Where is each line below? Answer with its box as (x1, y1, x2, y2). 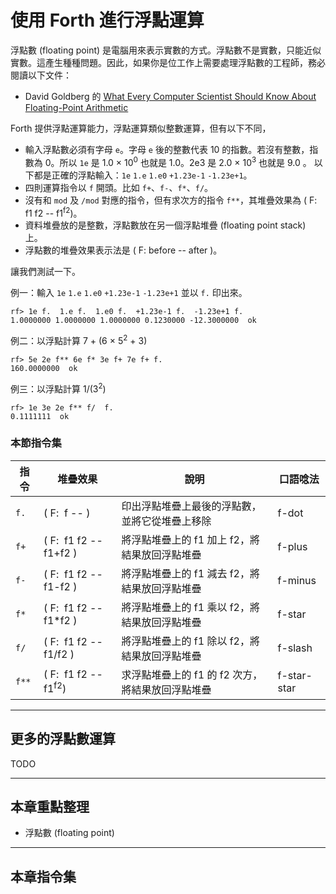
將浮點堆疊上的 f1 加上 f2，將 (121, 532, 260, 546)
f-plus (277, 539, 308, 553)
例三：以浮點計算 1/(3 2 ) (10, 381, 107, 395)
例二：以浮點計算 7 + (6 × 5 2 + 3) (10, 333, 148, 346)
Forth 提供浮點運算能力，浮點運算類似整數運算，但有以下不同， (10, 122, 272, 134)
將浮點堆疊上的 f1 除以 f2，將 (121, 634, 260, 648)
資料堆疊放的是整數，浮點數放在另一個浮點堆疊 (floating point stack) (24, 219, 307, 231)
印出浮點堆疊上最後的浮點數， (121, 499, 262, 513)
